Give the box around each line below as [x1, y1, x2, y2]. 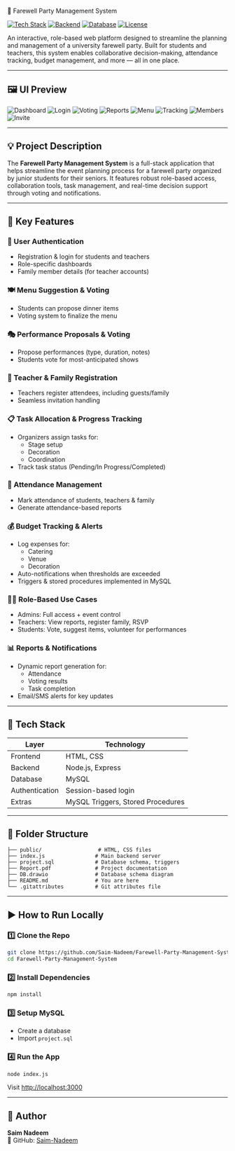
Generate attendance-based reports [17, 503, 122, 512]
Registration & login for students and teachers [17, 252, 150, 261]
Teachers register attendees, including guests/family [17, 389, 170, 397]
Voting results [27, 676, 68, 685]
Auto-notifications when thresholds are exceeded [17, 570, 161, 578]
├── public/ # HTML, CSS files [7, 847, 152, 854]
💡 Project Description [7, 140, 103, 152]
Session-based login [65, 785, 135, 795]
